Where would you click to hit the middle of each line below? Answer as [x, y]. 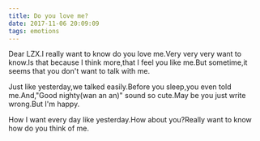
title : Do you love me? [49, 16]
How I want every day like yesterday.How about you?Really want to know [130, 120]
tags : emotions [34, 31]
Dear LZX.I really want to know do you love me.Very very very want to [125, 54]
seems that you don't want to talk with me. [79, 71]
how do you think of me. [49, 128]
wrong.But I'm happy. [44, 104]
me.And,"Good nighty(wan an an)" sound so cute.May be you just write [127, 96]
